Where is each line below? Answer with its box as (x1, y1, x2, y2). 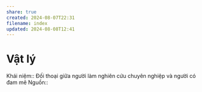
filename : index (6, 20, 48, 26)
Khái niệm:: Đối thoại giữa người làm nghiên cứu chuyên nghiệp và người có (6, 73, 197, 80)
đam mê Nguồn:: (6, 79, 49, 86)
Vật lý (6, 52, 37, 66)
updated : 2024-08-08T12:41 (6, 26, 75, 32)
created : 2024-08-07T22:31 (6, 15, 75, 21)
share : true (6, 9, 37, 15)
